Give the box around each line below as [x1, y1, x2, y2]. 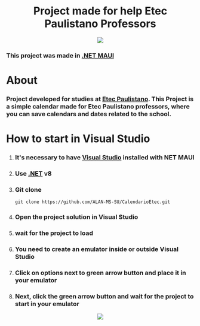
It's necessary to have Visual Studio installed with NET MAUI [14, 153, 195, 162]
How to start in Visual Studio [6, 132, 150, 146]
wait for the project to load [14, 229, 94, 237]
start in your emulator [14, 300, 79, 308]
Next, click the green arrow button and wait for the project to [14, 292, 194, 300]
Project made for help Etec [33, 4, 168, 18]
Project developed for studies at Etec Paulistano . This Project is [6, 95, 194, 103]
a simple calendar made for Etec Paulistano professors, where [6, 102, 190, 110]
